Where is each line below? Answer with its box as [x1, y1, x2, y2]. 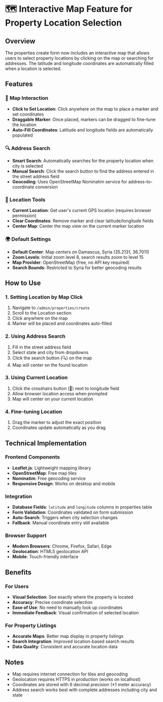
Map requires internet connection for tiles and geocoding [12, 671, 128, 677]
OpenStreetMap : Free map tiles [12, 470, 77, 476]
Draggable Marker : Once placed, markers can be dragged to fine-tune [12, 116, 156, 122]
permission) [12, 212, 37, 219]
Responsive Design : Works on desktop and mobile [12, 481, 115, 487]
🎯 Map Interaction [5, 95, 49, 102]
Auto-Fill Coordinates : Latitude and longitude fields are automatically [12, 127, 153, 133]
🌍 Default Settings [5, 236, 51, 243]
